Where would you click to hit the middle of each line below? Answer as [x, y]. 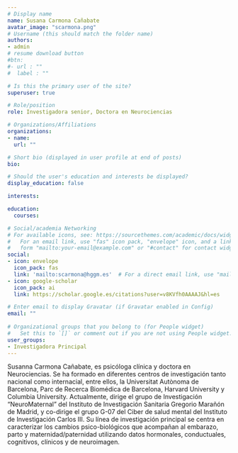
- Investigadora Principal [47, 347]
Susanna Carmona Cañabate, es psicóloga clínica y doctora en [99, 367]
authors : [20, 40]
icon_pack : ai [34, 288]
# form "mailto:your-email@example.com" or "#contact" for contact [112, 248]
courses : [27, 216]
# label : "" [28, 73]
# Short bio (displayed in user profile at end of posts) [95, 157]
